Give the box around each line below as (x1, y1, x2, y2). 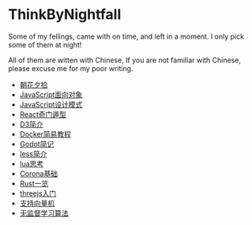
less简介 (19, 148, 47, 159)
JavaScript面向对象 (19, 89, 83, 99)
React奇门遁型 (19, 109, 67, 119)
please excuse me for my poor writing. (8, 63, 134, 73)
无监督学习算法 (19, 208, 69, 218)
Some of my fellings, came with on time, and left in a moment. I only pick (8, 32, 245, 41)
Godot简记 (19, 139, 55, 148)
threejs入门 (19, 188, 57, 198)
